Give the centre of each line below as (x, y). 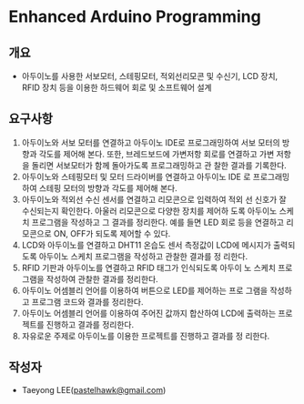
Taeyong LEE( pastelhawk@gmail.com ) (94, 389)
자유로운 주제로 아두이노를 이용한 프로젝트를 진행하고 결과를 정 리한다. (146, 336)
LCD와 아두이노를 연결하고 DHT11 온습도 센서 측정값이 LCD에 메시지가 (147, 245)
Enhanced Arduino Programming (135, 17)
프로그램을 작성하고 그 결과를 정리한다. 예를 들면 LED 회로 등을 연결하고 (157, 222)
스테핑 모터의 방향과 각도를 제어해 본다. (108, 187)
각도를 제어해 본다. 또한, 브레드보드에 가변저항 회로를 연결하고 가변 (157, 154)
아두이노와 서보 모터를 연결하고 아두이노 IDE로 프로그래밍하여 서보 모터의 (151, 142)
